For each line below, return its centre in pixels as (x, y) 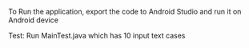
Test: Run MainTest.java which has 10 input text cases (97, 36)
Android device (33, 20)
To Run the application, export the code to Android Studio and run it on (125, 12)
